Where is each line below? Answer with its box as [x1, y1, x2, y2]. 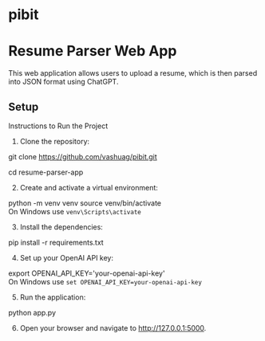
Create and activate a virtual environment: [19, 182, 158, 192]
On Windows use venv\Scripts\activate [8, 206, 141, 216]
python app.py [8, 308, 57, 317]
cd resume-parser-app [8, 167, 84, 177]
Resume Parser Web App [8, 42, 177, 61]
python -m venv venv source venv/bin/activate [8, 198, 162, 208]
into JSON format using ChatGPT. [8, 77, 119, 87]
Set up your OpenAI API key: [19, 253, 114, 262]
